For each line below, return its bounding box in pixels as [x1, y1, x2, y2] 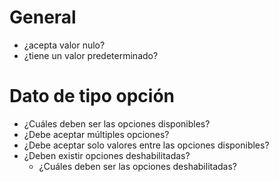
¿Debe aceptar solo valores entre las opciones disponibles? [23, 139, 270, 151]
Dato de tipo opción [9, 85, 176, 108]
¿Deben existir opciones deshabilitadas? [23, 149, 191, 161]
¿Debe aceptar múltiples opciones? [23, 128, 170, 140]
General [9, 6, 77, 29]
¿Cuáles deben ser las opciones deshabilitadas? [38, 160, 238, 172]
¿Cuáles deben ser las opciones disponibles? [23, 117, 211, 130]
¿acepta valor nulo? [23, 39, 106, 51]
